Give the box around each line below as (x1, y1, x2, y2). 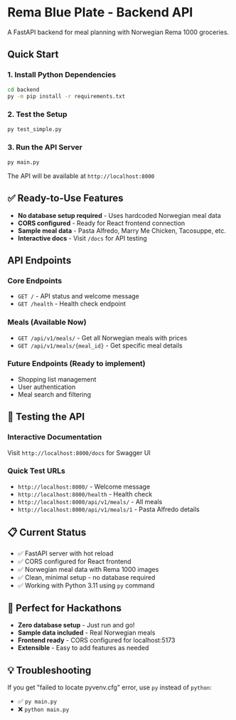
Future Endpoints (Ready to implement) (7, 359, 146, 369)
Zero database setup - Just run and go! (17, 621, 135, 630)
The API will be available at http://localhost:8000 (7, 172, 155, 180)
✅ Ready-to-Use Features (7, 192, 124, 204)
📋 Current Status (7, 526, 87, 538)
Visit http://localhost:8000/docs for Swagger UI (7, 448, 151, 456)
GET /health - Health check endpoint (17, 300, 127, 308)
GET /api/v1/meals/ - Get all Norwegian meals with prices (17, 333, 188, 342)
